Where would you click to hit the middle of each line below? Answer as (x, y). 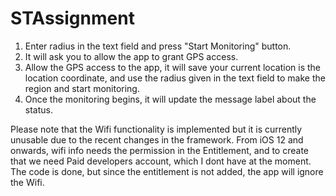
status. (38, 109)
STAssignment (72, 18)
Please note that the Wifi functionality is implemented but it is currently (156, 129)
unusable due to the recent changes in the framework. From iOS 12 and (157, 139)
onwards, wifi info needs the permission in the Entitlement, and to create (159, 150)
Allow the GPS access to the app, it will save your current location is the (173, 67)
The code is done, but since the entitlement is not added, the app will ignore (167, 171)
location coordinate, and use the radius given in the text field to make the (175, 78)
